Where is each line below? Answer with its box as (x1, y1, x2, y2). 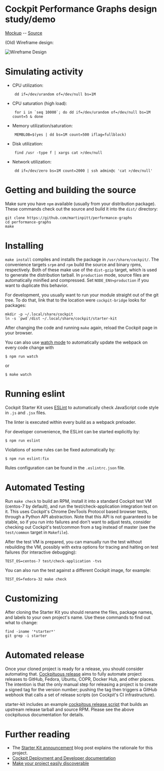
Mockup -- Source (5, 30, 43, 36)
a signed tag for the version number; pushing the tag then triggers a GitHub (5, 686, 158, 692)
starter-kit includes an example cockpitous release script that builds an (5, 701, 148, 707)
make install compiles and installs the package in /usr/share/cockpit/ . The (5, 256, 159, 262)
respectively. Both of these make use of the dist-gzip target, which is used (5, 267, 157, 273)
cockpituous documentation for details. (5, 711, 84, 718)
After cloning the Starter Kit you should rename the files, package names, (5, 609, 153, 615)
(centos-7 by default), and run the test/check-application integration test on (5, 503, 158, 509)
